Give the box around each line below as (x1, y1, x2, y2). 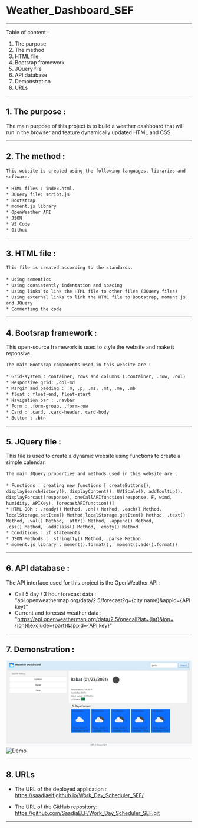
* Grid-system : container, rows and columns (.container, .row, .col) (6, 374, 186, 380)
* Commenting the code (6, 306, 62, 312)
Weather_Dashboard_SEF (6, 4, 134, 17)
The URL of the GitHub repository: (14, 803, 98, 810)
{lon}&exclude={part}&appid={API (14, 622, 98, 629)
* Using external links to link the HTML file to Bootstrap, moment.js (6, 294, 186, 300)
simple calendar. (6, 459, 46, 466)
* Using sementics (6, 277, 51, 283)
